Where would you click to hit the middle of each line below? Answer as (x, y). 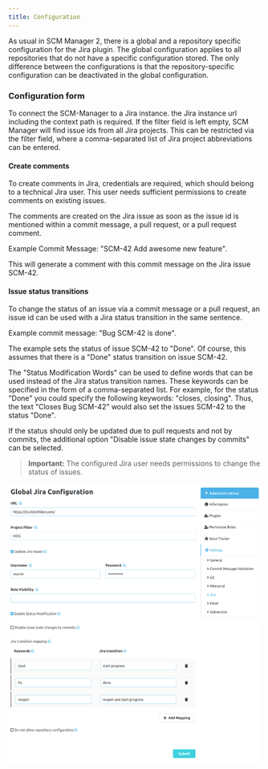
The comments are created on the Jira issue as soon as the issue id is (124, 216)
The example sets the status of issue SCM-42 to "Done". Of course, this (127, 348)
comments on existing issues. (57, 201)
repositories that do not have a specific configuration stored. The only (124, 58)
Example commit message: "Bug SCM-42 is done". (92, 333)
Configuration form (47, 96)
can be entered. (35, 147)
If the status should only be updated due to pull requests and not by (120, 431)
